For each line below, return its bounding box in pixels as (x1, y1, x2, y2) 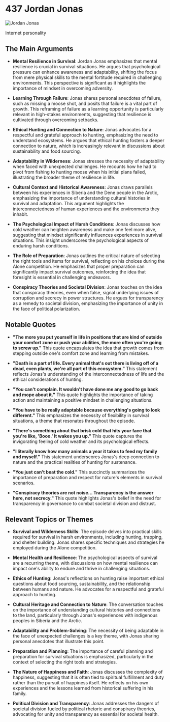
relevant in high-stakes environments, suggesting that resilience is (12, 111, 152, 117)
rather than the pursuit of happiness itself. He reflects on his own (12, 680, 149, 686)
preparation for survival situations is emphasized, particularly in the (12, 654, 154, 660)
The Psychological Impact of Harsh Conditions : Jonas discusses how (12, 221, 161, 227)
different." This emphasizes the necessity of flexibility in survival (12, 412, 149, 418)
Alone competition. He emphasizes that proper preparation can (12, 263, 145, 269)
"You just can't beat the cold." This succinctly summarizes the (12, 469, 145, 475)
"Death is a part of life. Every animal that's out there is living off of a (12, 360, 159, 366)
